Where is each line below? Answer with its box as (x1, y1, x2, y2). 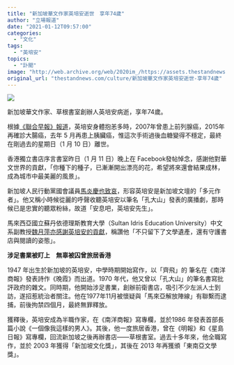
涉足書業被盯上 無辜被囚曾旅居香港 (7, 251, 111, 259)
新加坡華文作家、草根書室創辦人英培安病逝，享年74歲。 (7, 108, 167, 116)
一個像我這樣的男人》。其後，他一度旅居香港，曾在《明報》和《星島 (31, 324, 224, 332)
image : (7, 68, 26, 75)
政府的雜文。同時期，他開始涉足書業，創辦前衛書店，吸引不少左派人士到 (13, 283, 221, 292)
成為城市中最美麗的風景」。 (7, 172, 84, 181)
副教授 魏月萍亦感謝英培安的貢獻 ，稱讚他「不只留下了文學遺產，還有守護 (13, 227, 221, 236)
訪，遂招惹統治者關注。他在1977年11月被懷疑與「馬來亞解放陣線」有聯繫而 (7, 292, 221, 300)
